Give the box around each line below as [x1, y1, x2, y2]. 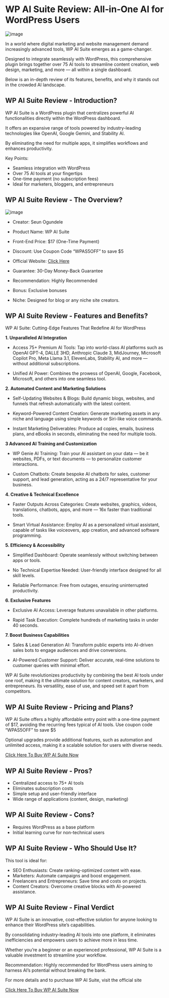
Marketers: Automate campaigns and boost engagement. [12, 872, 131, 878]
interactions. [12, 461, 39, 467]
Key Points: [5, 155, 29, 161]
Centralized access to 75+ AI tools [12, 780, 84, 786]
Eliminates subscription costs [12, 786, 73, 791]
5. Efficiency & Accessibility [5, 542, 65, 548]
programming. [12, 532, 42, 538]
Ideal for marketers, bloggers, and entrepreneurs [12, 181, 114, 187]
